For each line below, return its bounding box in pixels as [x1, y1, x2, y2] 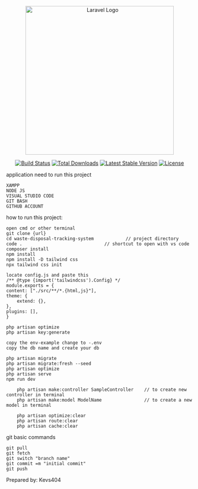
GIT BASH [6, 198, 28, 204]
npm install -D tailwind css [6, 256, 78, 262]
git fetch [6, 450, 31, 456]
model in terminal [6, 402, 52, 408]
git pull [6, 445, 28, 451]
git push [6, 466, 28, 472]
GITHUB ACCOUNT [6, 203, 44, 209]
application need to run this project [6, 171, 92, 178]
